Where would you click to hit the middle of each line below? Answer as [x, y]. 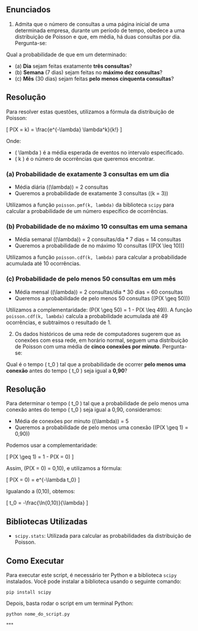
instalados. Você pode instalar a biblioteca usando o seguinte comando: [94, 581]
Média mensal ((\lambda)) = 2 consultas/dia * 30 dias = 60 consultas [99, 292]
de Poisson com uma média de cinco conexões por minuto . [88, 346]
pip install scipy [29, 592]
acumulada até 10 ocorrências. [43, 264]
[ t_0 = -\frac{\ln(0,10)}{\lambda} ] [47, 503]
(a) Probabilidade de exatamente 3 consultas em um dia [88, 174]
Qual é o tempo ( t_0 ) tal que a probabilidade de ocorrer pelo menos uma [96, 364]
